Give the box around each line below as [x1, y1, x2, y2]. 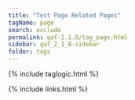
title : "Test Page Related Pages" [8, 11, 122, 20]
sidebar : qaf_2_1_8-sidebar [8, 41, 100, 48]
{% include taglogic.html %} [8, 70, 100, 78]
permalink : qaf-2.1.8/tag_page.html [8, 33, 128, 41]
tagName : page [8, 19, 55, 27]
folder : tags [8, 48, 51, 55]
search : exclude [8, 26, 61, 34]
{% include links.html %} [8, 84, 88, 94]
